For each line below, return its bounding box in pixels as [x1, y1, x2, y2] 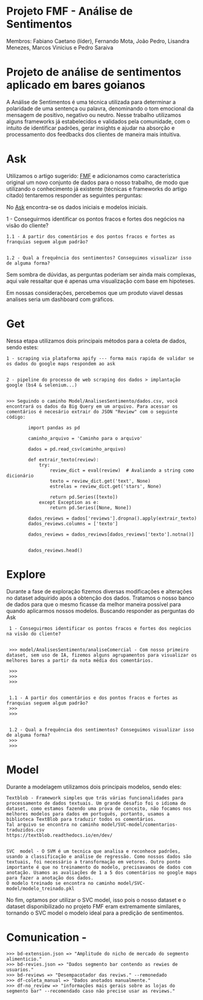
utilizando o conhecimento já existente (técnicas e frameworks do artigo [6, 185, 187, 193]
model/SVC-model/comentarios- [101, 821, 178, 828]
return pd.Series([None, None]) [49, 505, 132, 511]
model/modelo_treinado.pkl [6, 885, 75, 892]
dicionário [6, 472, 34, 479]
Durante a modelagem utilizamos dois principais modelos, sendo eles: [6, 783, 182, 790]
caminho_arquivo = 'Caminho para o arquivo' [28, 435, 143, 441]
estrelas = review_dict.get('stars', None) [49, 483, 162, 489]
